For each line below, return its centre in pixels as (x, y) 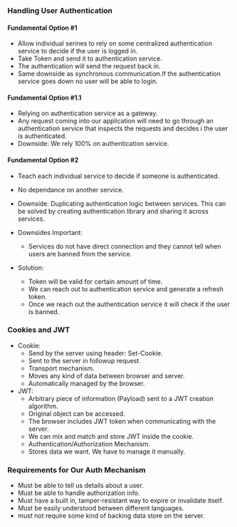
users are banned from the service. (80, 254)
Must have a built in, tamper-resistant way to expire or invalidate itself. (121, 501)
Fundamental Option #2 (43, 160)
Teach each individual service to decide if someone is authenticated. (118, 176)
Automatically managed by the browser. (86, 383)
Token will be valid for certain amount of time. (95, 281)
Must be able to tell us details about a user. (80, 486)
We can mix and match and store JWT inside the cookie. (111, 436)
